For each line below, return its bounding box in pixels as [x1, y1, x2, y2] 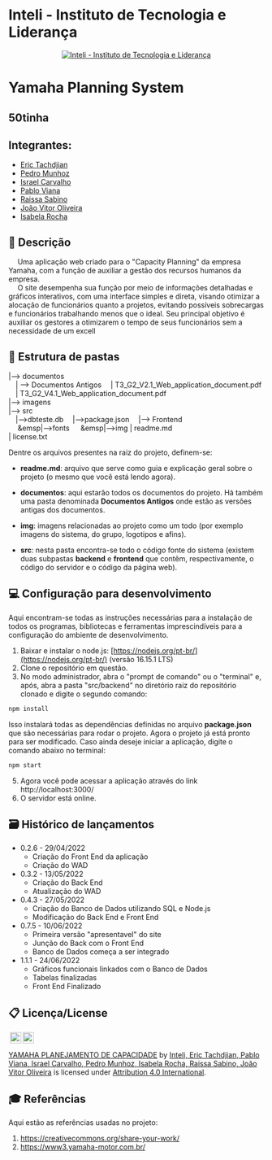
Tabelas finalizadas [32, 973, 97, 983]
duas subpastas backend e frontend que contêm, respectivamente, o [19, 553, 254, 563]
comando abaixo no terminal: [8, 745, 106, 755]
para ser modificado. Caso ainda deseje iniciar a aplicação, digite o [8, 736, 233, 746]
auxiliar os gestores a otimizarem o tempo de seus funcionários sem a [8, 317, 243, 327]
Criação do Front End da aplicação [32, 852, 149, 861]
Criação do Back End [32, 878, 103, 887]
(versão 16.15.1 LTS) [109, 654, 174, 664]
